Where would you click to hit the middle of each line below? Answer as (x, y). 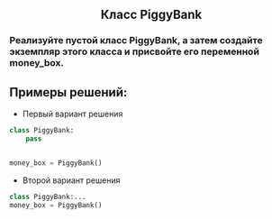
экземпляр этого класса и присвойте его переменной (134, 51)
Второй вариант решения (71, 180)
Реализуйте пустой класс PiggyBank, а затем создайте (136, 41)
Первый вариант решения (73, 114)
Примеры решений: (68, 92)
